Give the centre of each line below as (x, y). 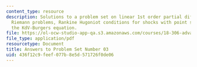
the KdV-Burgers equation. (44, 28)
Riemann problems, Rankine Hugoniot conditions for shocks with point (99, 22)
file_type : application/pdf (40, 38)
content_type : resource (35, 11)
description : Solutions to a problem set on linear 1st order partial (94, 17)
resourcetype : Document (35, 44)
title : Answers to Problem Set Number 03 (57, 50)
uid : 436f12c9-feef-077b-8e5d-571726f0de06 (60, 55)
